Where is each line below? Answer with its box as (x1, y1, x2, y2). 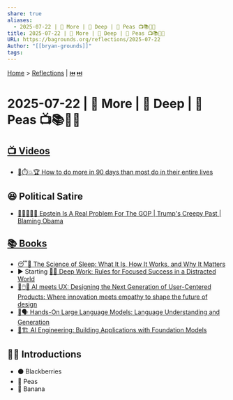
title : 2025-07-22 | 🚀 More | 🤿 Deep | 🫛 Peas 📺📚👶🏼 (7, 29, 165, 37)
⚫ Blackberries (17, 367, 62, 376)
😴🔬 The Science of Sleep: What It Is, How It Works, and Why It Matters (17, 260, 226, 268)
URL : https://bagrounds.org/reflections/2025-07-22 (7, 36, 160, 43)
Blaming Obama (17, 216, 64, 225)
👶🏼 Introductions (7, 348, 82, 360)
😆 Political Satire (7, 191, 84, 202)
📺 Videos (7, 145, 50, 157)
